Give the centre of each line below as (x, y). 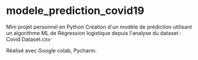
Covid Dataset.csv (29, 39)
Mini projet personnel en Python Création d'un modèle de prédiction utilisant (99, 27)
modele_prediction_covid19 (75, 11)
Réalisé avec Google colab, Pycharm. (51, 50)
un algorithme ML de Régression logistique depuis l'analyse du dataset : (94, 33)
